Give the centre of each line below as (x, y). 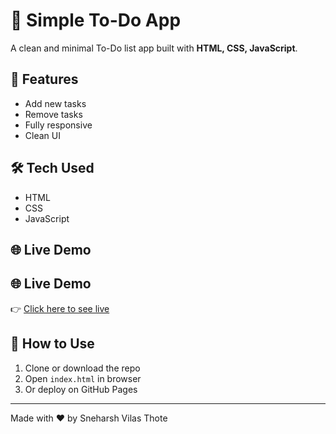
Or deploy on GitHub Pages (81, 389)
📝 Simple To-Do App (96, 20)
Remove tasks (53, 114)
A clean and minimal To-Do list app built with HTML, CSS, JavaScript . (154, 48)
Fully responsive (58, 125)
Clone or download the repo (82, 368)
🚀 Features (44, 79)
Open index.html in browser (83, 378)
